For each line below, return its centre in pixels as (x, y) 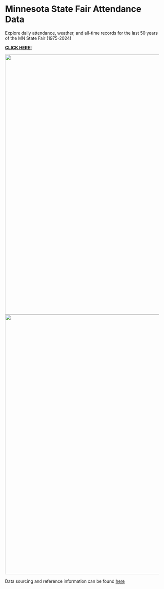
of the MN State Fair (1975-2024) (38, 38)
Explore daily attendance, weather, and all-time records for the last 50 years (82, 33)
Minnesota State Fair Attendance (73, 9)
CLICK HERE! (19, 47)
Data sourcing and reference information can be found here (65, 581)
